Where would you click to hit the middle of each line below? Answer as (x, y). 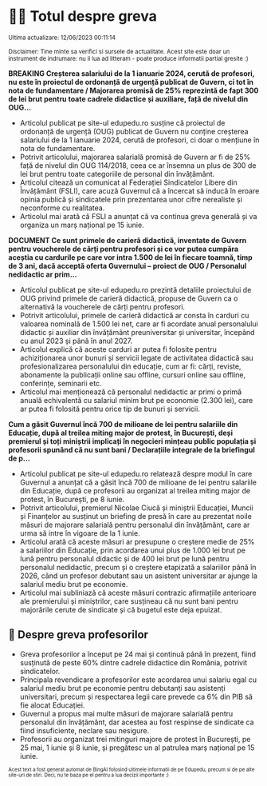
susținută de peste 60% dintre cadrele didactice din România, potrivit (133, 662)
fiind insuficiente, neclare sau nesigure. (84, 730)
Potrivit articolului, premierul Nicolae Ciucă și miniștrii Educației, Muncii (136, 508)
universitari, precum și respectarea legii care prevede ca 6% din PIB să (136, 696)
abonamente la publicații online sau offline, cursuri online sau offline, (133, 374)
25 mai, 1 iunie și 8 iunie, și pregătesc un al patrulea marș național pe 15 (137, 748)
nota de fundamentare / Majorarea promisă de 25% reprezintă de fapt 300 (133, 90)
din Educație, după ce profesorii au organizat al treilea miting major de (135, 490)
